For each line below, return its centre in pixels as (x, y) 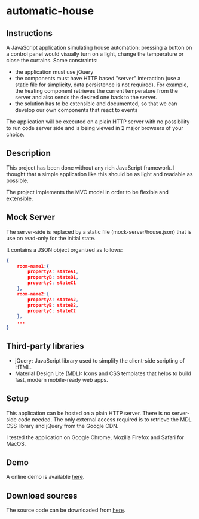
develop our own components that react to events (76, 110)
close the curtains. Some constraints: (52, 60)
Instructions (29, 33)
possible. (17, 180)
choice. (16, 134)
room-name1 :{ (33, 266)
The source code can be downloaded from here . (66, 510)
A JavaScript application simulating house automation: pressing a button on (99, 47)
